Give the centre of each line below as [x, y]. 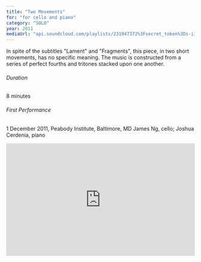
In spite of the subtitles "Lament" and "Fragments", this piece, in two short [98, 51]
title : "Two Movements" [36, 12]
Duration [17, 77]
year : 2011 [20, 28]
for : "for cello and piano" [41, 17]
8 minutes [19, 96]
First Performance [29, 110]
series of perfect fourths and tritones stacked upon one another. [85, 64]
